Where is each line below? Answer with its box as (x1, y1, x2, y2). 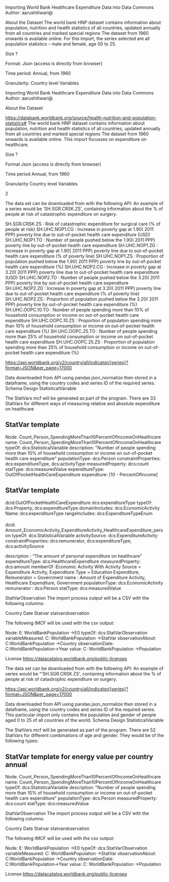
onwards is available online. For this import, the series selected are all (5, 35, 150, 41)
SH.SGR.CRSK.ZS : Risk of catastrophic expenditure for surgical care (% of (5, 221, 160, 227)
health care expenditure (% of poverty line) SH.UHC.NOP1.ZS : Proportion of (5, 253, 164, 259)
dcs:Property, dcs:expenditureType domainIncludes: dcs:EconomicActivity (5, 505, 160, 511)
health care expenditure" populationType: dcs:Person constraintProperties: (5, 455, 161, 461)
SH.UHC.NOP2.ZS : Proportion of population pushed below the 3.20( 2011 (5, 296, 158, 302)
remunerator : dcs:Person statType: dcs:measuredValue (5, 585, 121, 592)
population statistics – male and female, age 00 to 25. (5, 41, 117, 47)
